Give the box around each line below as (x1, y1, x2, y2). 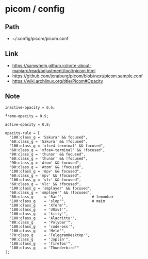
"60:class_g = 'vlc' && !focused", (9, 181, 82, 187)
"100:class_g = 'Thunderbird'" (9, 245, 79, 250)
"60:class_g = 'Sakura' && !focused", (9, 139, 88, 144)
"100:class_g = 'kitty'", (9, 211, 68, 216)
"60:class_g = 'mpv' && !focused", (9, 173, 82, 178)
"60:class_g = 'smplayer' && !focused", (9, 190, 92, 195)
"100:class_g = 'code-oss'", (9, 224, 75, 229)
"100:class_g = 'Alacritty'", (9, 215, 77, 221)
